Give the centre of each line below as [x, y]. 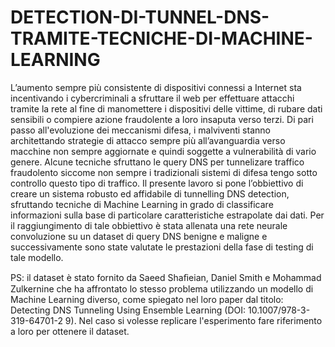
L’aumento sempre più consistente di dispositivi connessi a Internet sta [156, 87]
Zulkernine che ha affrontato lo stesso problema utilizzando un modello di [162, 288]
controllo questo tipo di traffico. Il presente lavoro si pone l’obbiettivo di [157, 183]
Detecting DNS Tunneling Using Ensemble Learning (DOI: [128, 310]
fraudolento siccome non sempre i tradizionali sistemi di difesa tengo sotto [164, 172]
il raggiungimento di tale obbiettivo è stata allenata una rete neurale [149, 225]
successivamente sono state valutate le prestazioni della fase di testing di [162, 247]
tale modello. [37, 257]
